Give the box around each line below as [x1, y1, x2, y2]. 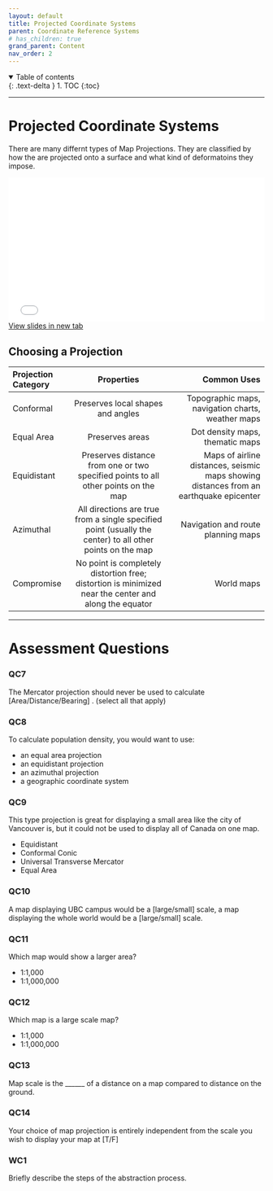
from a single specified [74, 514, 162, 525]
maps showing [205, 470, 261, 481]
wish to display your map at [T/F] [8, 1134, 119, 1144]
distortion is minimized [76, 578, 162, 589]
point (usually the [84, 524, 152, 536]
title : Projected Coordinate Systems [8, 20, 136, 28]
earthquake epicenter [178, 490, 261, 501]
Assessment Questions [8, 640, 170, 658]
